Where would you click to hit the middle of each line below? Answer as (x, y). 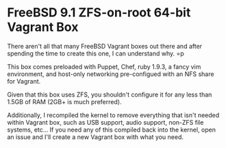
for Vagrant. (24, 81)
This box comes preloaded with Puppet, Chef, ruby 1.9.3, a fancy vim (104, 66)
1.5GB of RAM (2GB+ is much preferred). (64, 101)
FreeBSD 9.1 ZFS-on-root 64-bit (99, 13)
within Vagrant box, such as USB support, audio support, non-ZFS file (105, 122)
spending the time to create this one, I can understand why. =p (96, 53)
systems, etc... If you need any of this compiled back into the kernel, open (112, 129)
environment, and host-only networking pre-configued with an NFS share (111, 74)
